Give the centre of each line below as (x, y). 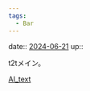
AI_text (20, 79)
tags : (17, 16)
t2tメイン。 (27, 63)
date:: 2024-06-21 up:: (46, 46)
